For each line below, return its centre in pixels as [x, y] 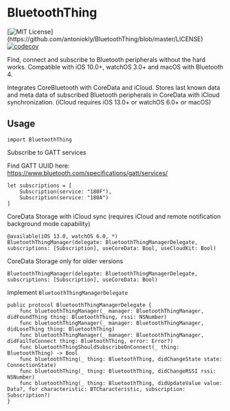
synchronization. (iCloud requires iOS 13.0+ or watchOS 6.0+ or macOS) [109, 102]
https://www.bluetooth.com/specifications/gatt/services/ [88, 173]
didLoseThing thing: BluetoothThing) [61, 329]
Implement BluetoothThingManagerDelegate [68, 292]
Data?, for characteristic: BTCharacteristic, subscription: [96, 389]
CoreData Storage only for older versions [65, 261]
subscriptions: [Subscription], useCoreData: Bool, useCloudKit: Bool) [112, 248]
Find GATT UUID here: [38, 166]
